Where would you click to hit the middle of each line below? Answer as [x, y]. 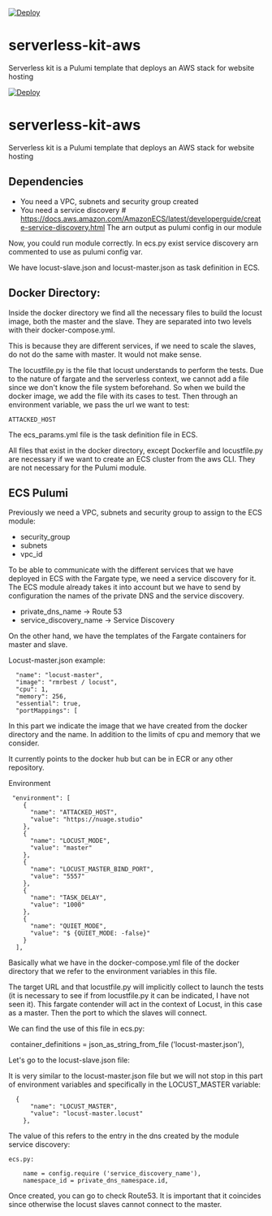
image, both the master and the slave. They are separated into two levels [130, 321]
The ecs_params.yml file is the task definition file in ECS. [103, 434]
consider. [24, 743]
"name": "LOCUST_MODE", [70, 841]
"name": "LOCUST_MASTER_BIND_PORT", [92, 870]
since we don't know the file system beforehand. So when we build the [127, 387]
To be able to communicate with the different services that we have [121, 570]
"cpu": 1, [32, 690]
